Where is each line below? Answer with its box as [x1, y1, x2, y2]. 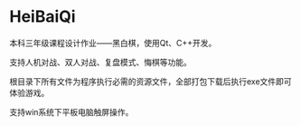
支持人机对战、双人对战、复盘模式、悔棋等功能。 [9, 56, 192, 67]
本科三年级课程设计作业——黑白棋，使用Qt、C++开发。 [9, 37, 217, 48]
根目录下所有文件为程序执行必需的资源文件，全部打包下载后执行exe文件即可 [9, 75, 292, 87]
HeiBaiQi [9, 6, 76, 27]
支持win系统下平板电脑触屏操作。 [9, 106, 134, 117]
